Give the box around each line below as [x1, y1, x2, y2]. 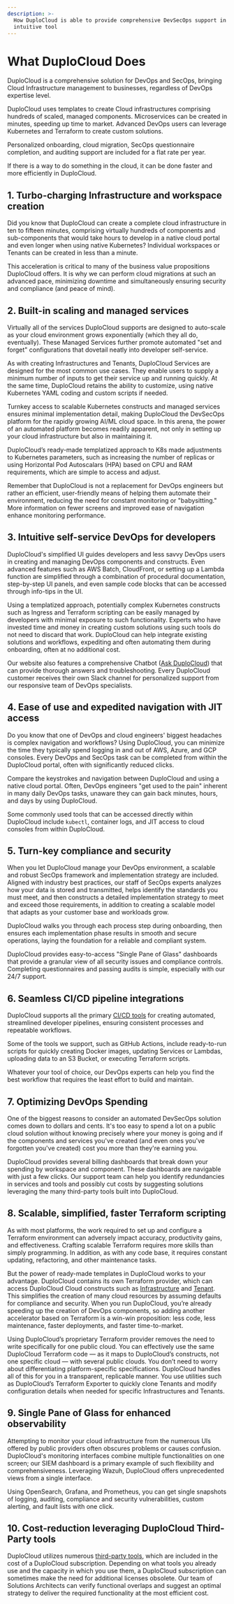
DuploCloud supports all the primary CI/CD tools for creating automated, [7, 1011, 216, 1019]
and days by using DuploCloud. [7, 796, 98, 805]
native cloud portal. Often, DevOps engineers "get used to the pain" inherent [7, 781, 228, 790]
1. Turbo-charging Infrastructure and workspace [7, 189, 222, 201]
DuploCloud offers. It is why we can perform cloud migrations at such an [7, 270, 217, 278]
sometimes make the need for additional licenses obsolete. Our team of [7, 1574, 213, 1582]
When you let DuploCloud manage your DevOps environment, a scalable [7, 864, 216, 872]
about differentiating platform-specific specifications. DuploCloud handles [7, 1364, 221, 1373]
